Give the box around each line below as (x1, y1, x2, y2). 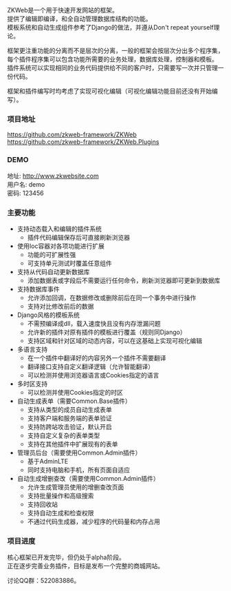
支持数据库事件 (16, 284, 60, 293)
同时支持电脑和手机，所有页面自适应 (27, 466, 131, 474)
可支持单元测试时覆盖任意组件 (27, 259, 112, 267)
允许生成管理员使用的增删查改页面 (27, 483, 124, 491)
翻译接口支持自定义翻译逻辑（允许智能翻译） (27, 362, 155, 371)
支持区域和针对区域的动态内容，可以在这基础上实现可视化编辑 (27, 336, 203, 344)
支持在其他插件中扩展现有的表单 (27, 439, 118, 448)
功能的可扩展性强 (27, 250, 76, 258)
